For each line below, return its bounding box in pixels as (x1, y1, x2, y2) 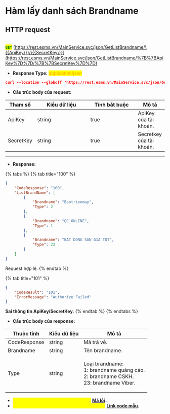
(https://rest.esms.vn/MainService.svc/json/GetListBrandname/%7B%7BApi (5, 55, 163, 61)
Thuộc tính (12, 330, 39, 337)
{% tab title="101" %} (5, 275, 50, 281)
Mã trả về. (83, 339, 108, 346)
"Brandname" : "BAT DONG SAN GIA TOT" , (32, 237, 114, 243)
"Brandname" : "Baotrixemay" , (32, 199, 94, 205)
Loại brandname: (83, 360, 124, 367)
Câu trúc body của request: (12, 89, 72, 95)
